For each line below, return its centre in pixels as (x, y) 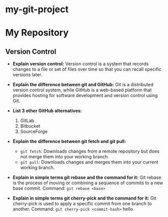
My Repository (37, 33)
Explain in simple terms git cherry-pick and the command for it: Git (85, 198)
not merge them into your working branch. (65, 157)
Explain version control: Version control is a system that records (81, 64)
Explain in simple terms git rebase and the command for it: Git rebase (87, 178)
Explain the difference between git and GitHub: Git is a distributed (83, 85)
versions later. (27, 75)
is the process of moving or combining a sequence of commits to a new (88, 183)
